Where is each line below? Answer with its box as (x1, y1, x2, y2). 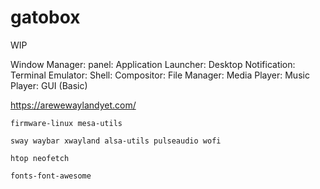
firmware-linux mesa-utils (10, 118, 123, 128)
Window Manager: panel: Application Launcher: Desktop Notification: (10, 58, 296, 70)
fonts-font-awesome (10, 171, 92, 181)
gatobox (10, 6, 81, 29)
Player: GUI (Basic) (10, 79, 88, 91)
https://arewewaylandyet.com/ (10, 99, 137, 111)
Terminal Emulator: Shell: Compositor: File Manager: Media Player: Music (10, 69, 310, 81)
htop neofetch (10, 153, 70, 163)
